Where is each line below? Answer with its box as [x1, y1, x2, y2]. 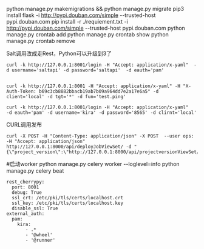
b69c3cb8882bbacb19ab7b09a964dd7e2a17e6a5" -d [38, 88, 159, 95]
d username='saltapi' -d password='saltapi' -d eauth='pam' [6, 67, 165, 73]
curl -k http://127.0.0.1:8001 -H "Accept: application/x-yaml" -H [6, 83, 181, 89]
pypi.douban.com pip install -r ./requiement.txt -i [6, 18, 129, 25]
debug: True [12, 190, 42, 196]
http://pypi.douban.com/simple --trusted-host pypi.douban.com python [6, 24, 185, 32]
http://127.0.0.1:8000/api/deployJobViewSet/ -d [6, 144, 132, 150]
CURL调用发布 [6, 121, 42, 128]
